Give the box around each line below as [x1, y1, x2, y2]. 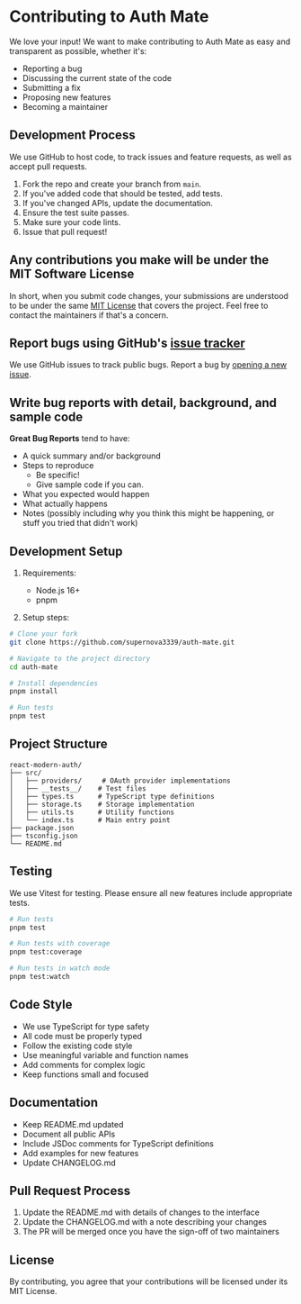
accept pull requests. [9, 160, 88, 172]
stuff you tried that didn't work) [22, 518, 138, 529]
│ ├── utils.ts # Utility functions [9, 808, 175, 817]
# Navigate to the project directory [9, 654, 151, 663]
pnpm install [9, 687, 58, 696]
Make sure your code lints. [22, 216, 121, 227]
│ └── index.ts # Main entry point [9, 815, 171, 825]
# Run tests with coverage [9, 939, 111, 948]
